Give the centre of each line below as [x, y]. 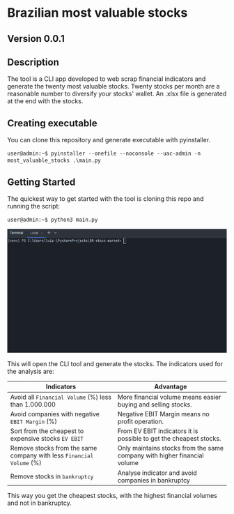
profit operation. [140, 421]
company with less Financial [52, 455]
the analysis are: [31, 371]
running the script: [34, 206]
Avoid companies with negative [55, 414]
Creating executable [52, 123]
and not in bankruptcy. [39, 503]
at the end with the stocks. [45, 101]
